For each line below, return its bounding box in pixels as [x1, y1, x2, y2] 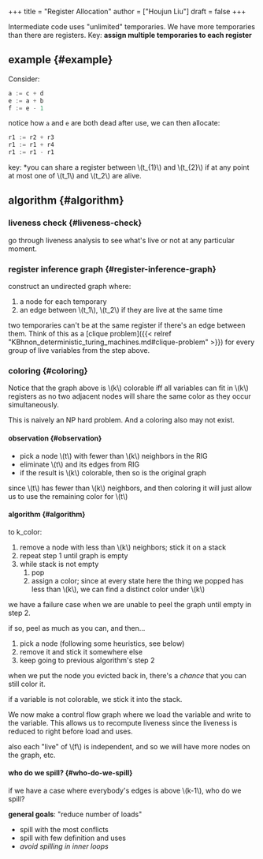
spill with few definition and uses [19, 833, 126, 842]
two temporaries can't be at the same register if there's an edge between [8, 321, 246, 330]
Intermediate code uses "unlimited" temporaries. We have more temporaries [8, 22, 256, 31]
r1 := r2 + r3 [8, 133, 55, 141]
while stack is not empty [19, 559, 99, 568]
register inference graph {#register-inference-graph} [8, 264, 217, 275]
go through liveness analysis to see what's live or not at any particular [8, 235, 235, 245]
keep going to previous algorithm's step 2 [19, 655, 155, 665]
